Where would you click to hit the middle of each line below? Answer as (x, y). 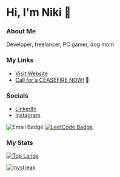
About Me (21, 32)
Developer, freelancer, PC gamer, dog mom (60, 44)
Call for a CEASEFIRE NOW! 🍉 (52, 80)
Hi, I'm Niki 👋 (39, 12)
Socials (17, 95)
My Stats (20, 143)
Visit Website (32, 73)
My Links (20, 60)
